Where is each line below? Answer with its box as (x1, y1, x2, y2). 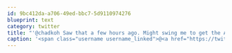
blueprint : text (7, 17, 54, 23)
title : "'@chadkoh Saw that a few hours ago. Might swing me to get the (7, 29, 221, 36)
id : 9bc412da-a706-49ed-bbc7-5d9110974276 (7, 10, 131, 17)
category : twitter (7, 23, 60, 30)
